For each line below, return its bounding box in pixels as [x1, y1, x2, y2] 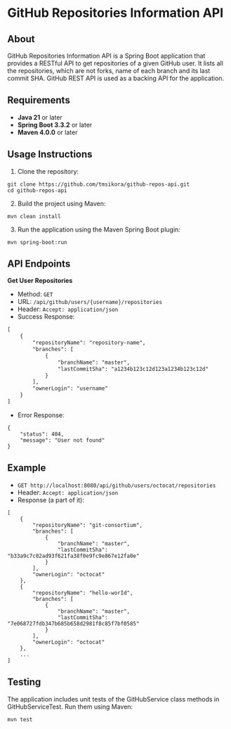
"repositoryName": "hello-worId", [32, 589, 133, 596]
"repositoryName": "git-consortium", [32, 521, 143, 528]
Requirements [7, 94, 70, 106]
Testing [7, 676, 41, 688]
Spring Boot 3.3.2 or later [17, 120, 93, 129]
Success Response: [17, 312, 75, 321]
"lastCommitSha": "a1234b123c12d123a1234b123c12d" [57, 365, 209, 372]
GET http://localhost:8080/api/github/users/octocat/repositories [17, 482, 216, 489]
